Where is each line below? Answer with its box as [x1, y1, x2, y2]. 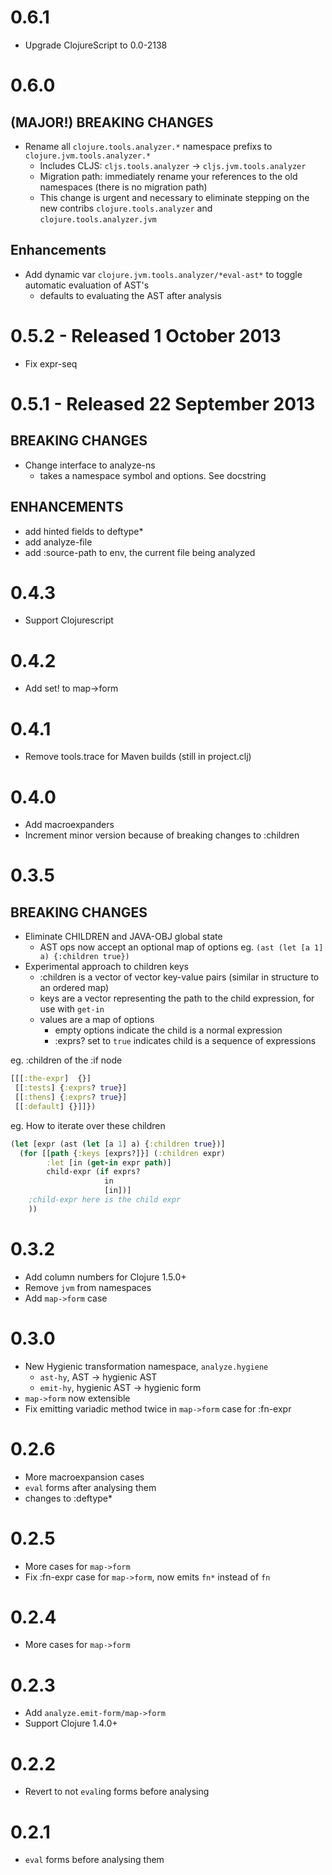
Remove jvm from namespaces [24, 1281, 152, 1293]
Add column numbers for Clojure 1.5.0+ [24, 1271, 187, 1283]
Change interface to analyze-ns [24, 459, 156, 471]
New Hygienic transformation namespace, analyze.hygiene [24, 1360, 269, 1372]
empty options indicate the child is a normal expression [54, 1024, 283, 1036]
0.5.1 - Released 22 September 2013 [10, 392, 316, 415]
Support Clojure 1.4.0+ [24, 1717, 118, 1730]
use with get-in [39, 1003, 105, 1015]
